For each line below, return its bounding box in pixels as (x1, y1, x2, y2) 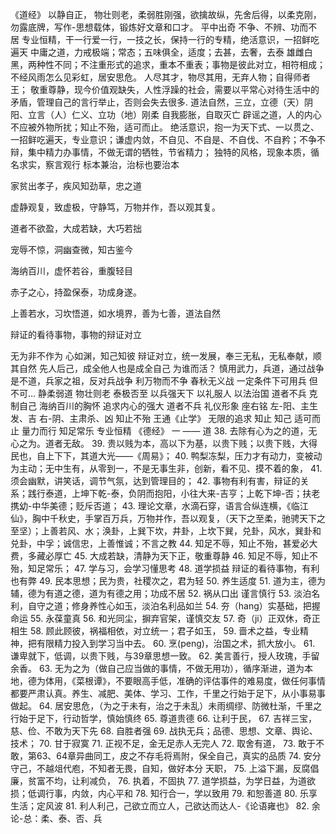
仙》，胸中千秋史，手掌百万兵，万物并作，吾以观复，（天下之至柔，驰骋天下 (10, 513, 317, 524)
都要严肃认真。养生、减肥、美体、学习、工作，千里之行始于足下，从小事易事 (10, 688, 326, 699)
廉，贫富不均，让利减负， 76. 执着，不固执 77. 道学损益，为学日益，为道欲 (10, 775, 317, 787)
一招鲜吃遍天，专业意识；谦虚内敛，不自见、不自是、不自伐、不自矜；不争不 (10, 134, 326, 145)
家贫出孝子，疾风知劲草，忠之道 (10, 180, 142, 192)
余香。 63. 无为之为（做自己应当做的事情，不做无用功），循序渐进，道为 (10, 663, 305, 674)
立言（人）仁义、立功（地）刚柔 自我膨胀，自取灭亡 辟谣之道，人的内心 (27, 109, 322, 120)
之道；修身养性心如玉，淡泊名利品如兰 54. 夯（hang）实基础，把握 (44, 600, 321, 612)
